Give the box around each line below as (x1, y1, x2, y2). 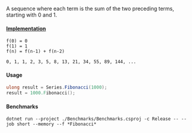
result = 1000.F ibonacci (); (6, 90, 76, 96)
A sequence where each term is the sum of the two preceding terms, (6, 5, 175, 12)
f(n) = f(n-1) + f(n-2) (6, 49, 65, 55)
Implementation (6, 25, 46, 32)
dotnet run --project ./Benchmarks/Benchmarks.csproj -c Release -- (6, 116, 179, 122)
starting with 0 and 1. (6, 11, 57, 18)
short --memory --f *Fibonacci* (17, 121, 97, 127)
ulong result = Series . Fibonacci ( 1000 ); (6, 84, 108, 91)
